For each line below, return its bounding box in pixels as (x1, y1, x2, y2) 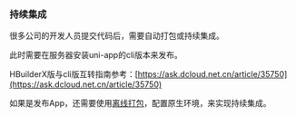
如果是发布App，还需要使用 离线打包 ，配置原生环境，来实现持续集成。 (9, 98, 271, 109)
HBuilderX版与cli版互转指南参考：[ (9, 69, 139, 80)
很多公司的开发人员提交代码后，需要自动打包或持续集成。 (9, 30, 224, 42)
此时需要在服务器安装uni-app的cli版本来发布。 (9, 50, 183, 61)
